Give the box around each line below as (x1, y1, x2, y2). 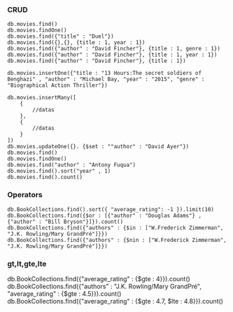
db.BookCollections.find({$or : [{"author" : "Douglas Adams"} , (7, 212, 202, 219)
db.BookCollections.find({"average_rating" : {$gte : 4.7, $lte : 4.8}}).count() (7, 297, 224, 305)
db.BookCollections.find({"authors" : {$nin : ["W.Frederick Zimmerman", (7, 236, 227, 243)
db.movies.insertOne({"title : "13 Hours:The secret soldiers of (7, 70, 202, 77)
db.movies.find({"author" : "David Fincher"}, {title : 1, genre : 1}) (7, 45, 220, 52)
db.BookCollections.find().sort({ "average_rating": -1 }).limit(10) (7, 206, 215, 213)
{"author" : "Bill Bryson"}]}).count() (7, 218, 124, 225)
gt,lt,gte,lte (7, 259, 47, 269)
